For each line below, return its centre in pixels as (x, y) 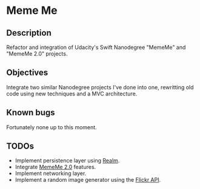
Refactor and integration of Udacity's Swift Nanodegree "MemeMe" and (96, 47)
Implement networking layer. (51, 173)
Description (29, 33)
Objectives (27, 73)
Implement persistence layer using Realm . (67, 161)
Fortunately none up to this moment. (52, 127)
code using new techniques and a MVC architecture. (72, 94)
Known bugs (31, 113)
